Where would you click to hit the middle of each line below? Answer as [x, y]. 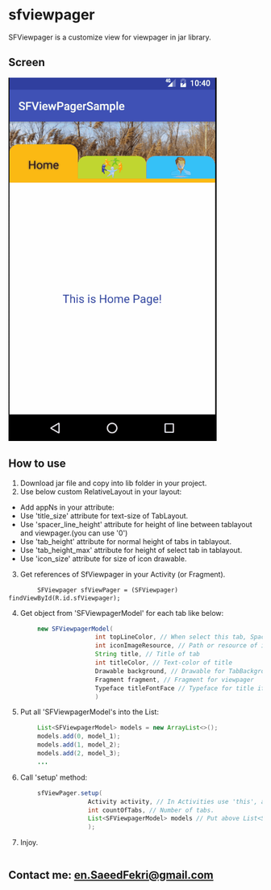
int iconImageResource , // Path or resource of [176, 646]
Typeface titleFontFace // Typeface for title [174, 688]
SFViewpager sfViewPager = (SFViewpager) [108, 590]
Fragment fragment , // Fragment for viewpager [174, 680]
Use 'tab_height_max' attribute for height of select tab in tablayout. [131, 550]
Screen [27, 62]
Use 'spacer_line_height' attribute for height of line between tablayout [136, 524]
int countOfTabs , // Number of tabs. [151, 810]
